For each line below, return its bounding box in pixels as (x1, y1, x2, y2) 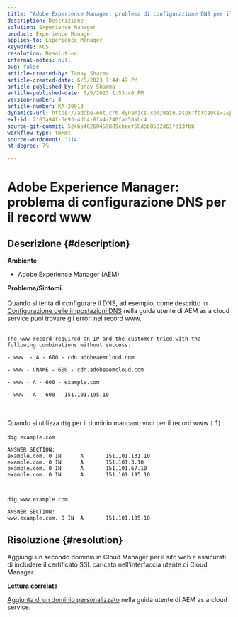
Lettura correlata (7, 581, 58, 590)
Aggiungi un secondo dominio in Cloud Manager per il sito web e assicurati (7, 552, 227, 561)
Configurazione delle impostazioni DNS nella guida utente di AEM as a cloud (7, 307, 230, 315)
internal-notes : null (7, 57, 72, 64)
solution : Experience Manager (7, 23, 97, 31)
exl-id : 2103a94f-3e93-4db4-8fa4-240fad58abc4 (7, 116, 147, 123)
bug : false (7, 63, 40, 70)
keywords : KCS (7, 43, 50, 50)
